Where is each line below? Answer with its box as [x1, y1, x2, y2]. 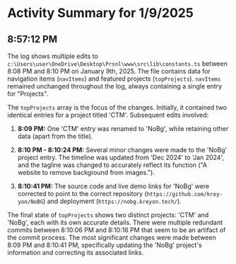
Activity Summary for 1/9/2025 [7, 5, 194, 21]
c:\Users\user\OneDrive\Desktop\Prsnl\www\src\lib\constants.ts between [7, 59, 228, 68]
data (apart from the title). [17, 132, 93, 140]
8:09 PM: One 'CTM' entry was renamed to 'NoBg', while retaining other [17, 125, 229, 132]
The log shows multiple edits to [7, 52, 99, 60]
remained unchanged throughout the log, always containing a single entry [7, 82, 223, 90]
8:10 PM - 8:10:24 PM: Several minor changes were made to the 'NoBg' [17, 146, 228, 154]
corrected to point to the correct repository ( [17, 190, 147, 197]
